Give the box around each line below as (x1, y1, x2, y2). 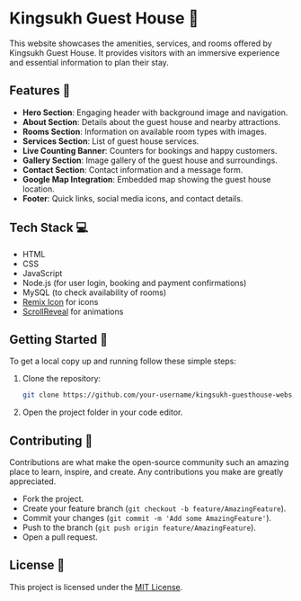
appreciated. (9, 476, 57, 487)
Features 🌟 (9, 83, 71, 98)
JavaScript (22, 267, 63, 278)
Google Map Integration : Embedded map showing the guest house (22, 174, 271, 184)
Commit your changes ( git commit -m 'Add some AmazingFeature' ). (22, 513, 272, 524)
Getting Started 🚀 (9, 332, 109, 347)
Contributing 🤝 (9, 433, 93, 448)
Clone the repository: (22, 373, 102, 384)
